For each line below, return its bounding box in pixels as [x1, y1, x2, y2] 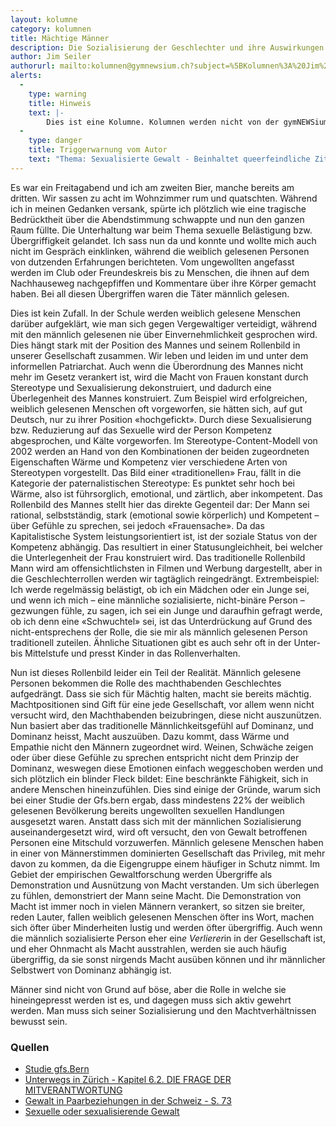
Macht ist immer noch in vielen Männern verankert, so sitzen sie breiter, [10, 900, 306, 912]
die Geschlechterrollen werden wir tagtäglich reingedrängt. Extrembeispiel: [10, 572, 320, 585]
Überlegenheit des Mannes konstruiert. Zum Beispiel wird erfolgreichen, [10, 392, 308, 404]
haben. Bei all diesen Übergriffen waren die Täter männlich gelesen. [10, 287, 290, 300]
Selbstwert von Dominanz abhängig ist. [10, 964, 172, 976]
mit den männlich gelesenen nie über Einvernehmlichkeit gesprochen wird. [10, 328, 318, 340]
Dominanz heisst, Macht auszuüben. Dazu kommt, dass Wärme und [10, 730, 290, 742]
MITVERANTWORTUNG [24, 1084, 123, 1096]
